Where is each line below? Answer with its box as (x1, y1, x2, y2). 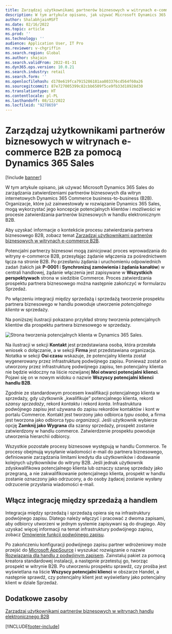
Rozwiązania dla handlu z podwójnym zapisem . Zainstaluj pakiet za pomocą (5, 552, 165, 558)
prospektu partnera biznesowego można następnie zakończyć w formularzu (5, 280, 166, 287)
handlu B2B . (5, 380, 32, 386)
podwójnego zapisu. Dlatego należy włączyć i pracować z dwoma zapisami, (5, 515, 165, 521)
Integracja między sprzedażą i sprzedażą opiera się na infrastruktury (5, 510, 150, 516)
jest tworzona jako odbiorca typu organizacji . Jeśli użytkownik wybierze (5, 417, 158, 423)
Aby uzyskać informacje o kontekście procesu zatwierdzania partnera (5, 227, 153, 233)
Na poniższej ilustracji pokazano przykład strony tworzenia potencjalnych (5, 316, 161, 323)
